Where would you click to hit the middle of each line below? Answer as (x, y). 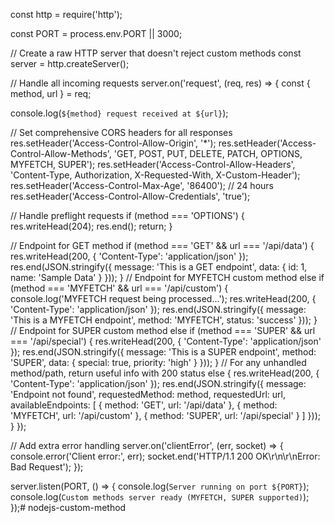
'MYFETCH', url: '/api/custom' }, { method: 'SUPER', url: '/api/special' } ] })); (165, 415)
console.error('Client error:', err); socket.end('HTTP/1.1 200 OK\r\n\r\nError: (165, 456)
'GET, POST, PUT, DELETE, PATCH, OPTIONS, (208, 153)
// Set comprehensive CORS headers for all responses (121, 132)
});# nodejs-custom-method (68, 507)
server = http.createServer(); (70, 63)
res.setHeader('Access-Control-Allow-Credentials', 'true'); (130, 196)
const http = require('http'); (66, 14)
